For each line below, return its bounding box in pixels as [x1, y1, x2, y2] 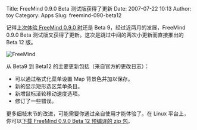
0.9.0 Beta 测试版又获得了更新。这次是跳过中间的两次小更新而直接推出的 [6, 31, 184, 38]
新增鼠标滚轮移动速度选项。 [14, 90, 83, 97]
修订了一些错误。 [14, 97, 57, 105]
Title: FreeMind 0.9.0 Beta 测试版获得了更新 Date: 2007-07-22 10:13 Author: [6, 5, 192, 12]
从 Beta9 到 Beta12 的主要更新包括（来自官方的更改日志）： [6, 63, 150, 70]
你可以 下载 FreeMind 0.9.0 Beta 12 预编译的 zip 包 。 [6, 118, 133, 124]
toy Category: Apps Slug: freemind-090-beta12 [6, 12, 122, 19]
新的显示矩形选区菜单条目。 [14, 83, 83, 90]
